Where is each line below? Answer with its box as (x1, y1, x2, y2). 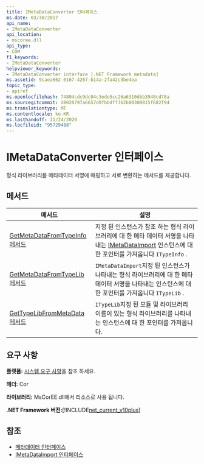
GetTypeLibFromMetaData (9, 309, 85, 317)
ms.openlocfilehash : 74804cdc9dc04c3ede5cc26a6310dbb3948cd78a (6, 94, 170, 100)
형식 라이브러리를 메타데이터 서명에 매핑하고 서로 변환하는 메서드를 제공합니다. (6, 172, 191, 179)
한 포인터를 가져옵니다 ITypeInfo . (95, 250, 188, 258)
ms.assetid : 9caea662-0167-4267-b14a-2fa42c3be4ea (6, 77, 137, 83)
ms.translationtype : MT (6, 105, 67, 111)
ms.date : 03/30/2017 (6, 15, 59, 21)
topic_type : (6, 83, 36, 89)
